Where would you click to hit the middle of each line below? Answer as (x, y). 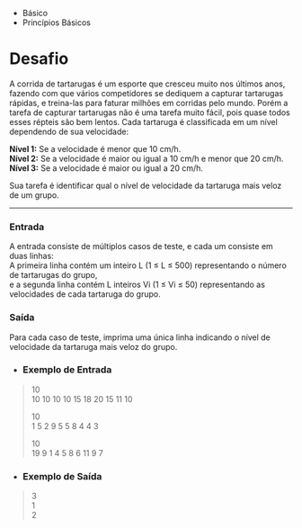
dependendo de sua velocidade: (69, 131)
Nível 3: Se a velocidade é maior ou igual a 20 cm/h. (107, 168)
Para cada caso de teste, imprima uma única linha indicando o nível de (140, 337)
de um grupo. (35, 195)
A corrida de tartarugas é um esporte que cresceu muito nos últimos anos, (147, 84)
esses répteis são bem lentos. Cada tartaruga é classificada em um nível (144, 121)
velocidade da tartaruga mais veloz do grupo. (93, 346)
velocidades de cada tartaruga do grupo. (85, 294)
